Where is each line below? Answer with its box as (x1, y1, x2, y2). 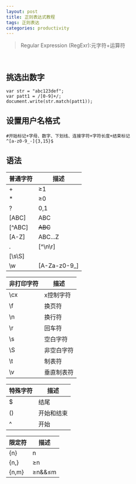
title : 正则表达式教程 (6, 14, 56, 20)
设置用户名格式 (6, 116, 60, 126)
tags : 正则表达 (6, 19, 40, 25)
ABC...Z (38, 233, 60, 241)
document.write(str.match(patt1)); (6, 98, 93, 105)
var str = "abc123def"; (6, 88, 64, 94)
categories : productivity (6, 25, 69, 31)
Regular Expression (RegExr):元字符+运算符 (20, 42, 126, 49)
